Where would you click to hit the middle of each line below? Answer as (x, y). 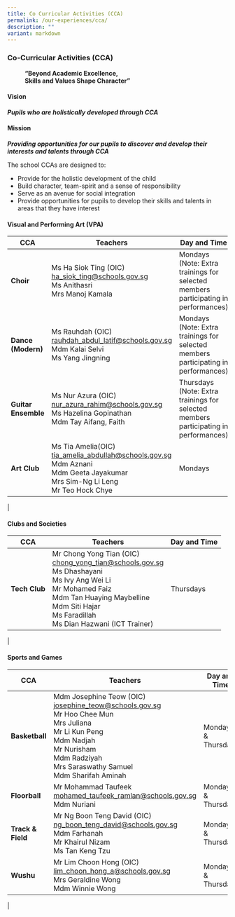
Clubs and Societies (37, 524)
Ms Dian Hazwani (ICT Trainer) (103, 624)
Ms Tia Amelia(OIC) (84, 447)
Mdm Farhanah (78, 833)
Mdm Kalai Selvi (78, 349)
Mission (19, 128)
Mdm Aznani (72, 464)
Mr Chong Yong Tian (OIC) (96, 554)
